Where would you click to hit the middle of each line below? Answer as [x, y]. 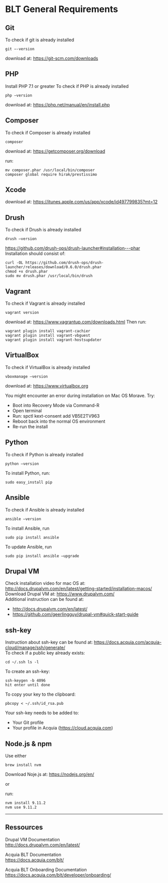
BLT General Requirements [62, 9]
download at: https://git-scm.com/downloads [52, 58]
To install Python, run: [27, 473]
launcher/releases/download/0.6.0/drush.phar [53, 267]
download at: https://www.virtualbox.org [47, 386]
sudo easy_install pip [29, 482]
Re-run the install [30, 426]
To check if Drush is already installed [43, 230]
